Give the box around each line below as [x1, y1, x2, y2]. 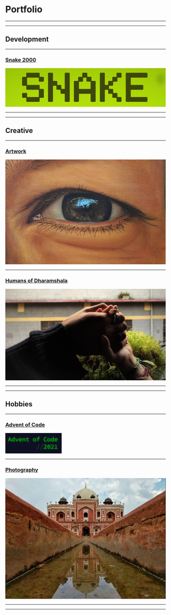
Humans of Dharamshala [5, 277, 68, 284]
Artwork [5, 147, 26, 154]
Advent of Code [5, 421, 45, 428]
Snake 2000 [5, 56, 37, 63]
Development [5, 35, 49, 44]
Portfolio [5, 4, 43, 15]
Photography [5, 466, 39, 473]
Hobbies [5, 400, 33, 408]
